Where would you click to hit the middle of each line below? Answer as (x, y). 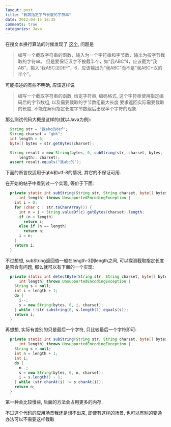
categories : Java (24, 29)
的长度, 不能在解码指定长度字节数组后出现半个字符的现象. (78, 109)
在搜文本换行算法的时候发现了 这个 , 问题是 (50, 44)
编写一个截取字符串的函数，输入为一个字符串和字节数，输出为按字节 (89, 55)
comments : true (21, 24)
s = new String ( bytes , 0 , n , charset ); (61, 373)
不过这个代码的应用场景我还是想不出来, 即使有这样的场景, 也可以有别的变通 (83, 413)
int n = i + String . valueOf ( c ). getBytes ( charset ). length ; (81, 212)
